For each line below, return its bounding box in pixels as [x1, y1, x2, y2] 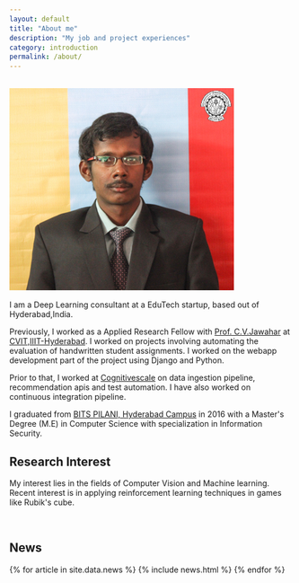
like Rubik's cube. [9, 497, 75, 508]
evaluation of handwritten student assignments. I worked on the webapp [9, 346, 277, 357]
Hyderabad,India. [9, 309, 74, 320]
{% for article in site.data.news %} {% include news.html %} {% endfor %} [9, 564, 286, 575]
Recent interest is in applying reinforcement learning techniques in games [9, 487, 282, 498]
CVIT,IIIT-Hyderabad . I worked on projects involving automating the [9, 336, 259, 347]
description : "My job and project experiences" [9, 33, 191, 42]
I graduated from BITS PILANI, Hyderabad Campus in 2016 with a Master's [9, 409, 285, 420]
